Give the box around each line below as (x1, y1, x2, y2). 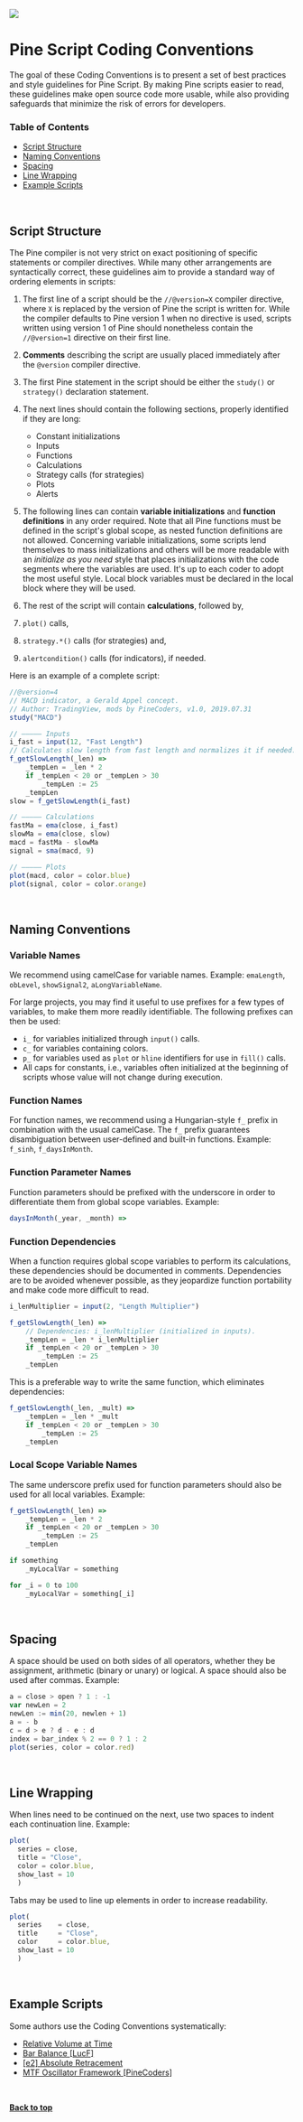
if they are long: (22, 414, 81, 425)
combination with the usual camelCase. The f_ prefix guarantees (9, 1125, 251, 1136)
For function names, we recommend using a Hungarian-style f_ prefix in (9, 1115, 278, 1126)
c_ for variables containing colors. (22, 1043, 149, 1054)
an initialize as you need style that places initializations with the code (22, 554, 280, 565)
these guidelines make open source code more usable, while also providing (9, 89, 290, 99)
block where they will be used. (22, 583, 137, 594)
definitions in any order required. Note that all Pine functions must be (22, 516, 281, 527)
